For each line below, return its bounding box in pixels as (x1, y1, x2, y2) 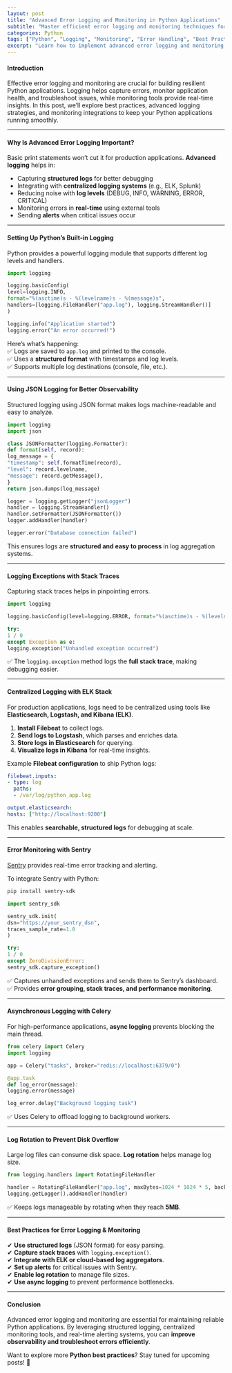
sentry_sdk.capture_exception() (7, 964, 100, 971)
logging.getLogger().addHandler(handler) (7, 1190, 128, 1198)
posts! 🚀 (7, 1358, 31, 1367)
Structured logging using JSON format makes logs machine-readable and (7, 400, 216, 409)
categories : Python (7, 29, 64, 37)
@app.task (7, 1075, 36, 1082)
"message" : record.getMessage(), (7, 472, 104, 479)
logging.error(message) (7, 1088, 76, 1095)
